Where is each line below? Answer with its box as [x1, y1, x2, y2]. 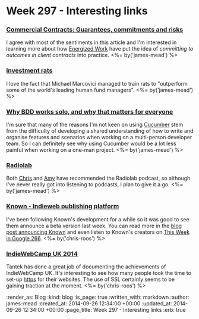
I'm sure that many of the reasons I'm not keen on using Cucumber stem [6, 121, 184, 129]
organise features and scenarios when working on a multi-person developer [6, 134, 192, 141]
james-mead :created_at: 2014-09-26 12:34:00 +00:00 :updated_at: [6, 299, 172, 307]
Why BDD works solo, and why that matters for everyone [6, 107, 173, 115]
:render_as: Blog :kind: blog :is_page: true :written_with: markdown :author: [6, 293, 189, 301]
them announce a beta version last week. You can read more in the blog [6, 222, 182, 229]
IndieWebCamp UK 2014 [6, 249, 78, 258]
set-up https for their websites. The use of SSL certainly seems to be [6, 276, 175, 283]
